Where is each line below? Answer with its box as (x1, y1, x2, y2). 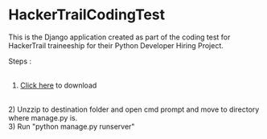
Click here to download (19, 80, 97, 90)
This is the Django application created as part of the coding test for (8, 32, 231, 42)
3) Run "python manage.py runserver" (8, 121, 135, 131)
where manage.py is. (8, 112, 78, 122)
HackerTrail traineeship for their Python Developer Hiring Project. (8, 40, 224, 50)
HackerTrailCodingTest (8, 6, 166, 24)
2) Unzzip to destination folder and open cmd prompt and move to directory (8, 104, 260, 114)
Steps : (8, 56, 32, 66)
